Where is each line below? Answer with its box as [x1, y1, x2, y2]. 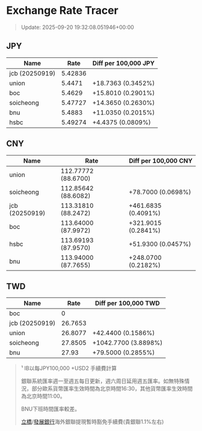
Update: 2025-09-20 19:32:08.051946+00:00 [20, 24, 134, 31]
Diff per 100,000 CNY [129, 156, 193, 165]
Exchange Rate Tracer [6, 4, 119, 17]
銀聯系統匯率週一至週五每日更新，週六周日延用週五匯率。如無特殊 [20, 377, 185, 385]
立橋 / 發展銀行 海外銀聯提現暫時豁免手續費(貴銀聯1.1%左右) [20, 418, 164, 426]
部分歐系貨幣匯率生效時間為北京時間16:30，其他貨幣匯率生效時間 [31, 385, 193, 392]
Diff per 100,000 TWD [95, 299, 161, 307]
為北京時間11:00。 [20, 392, 66, 400]
